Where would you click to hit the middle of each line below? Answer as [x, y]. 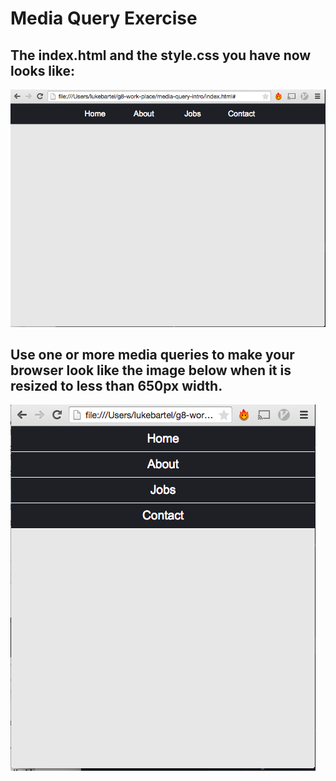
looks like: [42, 70]
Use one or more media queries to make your [152, 355]
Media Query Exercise [104, 18]
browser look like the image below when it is [151, 370]
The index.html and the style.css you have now [161, 55]
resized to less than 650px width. [116, 386]
